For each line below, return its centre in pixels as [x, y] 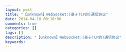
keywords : [15, 42]
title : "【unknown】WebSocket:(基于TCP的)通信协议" [57, 14]
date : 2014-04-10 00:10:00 [33, 19]
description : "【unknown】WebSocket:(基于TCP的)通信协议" [63, 38]
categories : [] [21, 28]
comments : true [21, 24]
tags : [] [14, 33]
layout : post [19, 10]
